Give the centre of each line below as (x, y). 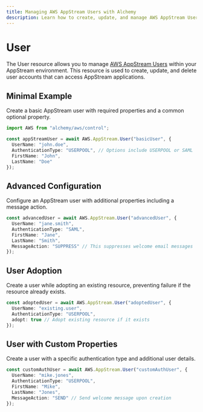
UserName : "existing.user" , (47, 309)
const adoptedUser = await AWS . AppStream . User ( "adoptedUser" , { (89, 303)
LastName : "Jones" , (36, 392)
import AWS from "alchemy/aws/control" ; (58, 128)
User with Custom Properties (62, 344)
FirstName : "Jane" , (36, 235)
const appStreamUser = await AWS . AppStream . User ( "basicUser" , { (89, 139)
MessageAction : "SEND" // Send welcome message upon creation (92, 398)
